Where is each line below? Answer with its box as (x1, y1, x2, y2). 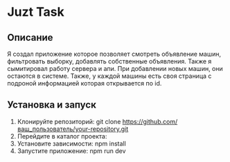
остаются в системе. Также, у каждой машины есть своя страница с (7, 72, 212, 80)
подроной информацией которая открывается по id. (7, 79, 162, 87)
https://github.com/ (122, 117, 178, 125)
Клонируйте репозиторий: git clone (17, 117, 121, 125)
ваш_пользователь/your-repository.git (17, 125, 129, 133)
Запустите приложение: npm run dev (17, 146, 126, 155)
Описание (7, 32, 53, 43)
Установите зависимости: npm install (17, 139, 126, 148)
